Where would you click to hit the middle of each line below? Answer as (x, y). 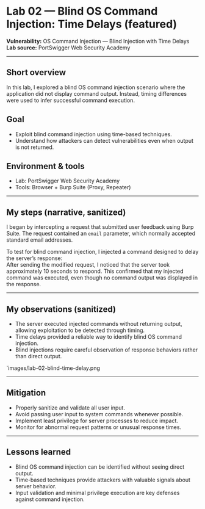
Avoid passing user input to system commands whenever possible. (99, 414)
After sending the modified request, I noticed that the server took (88, 265)
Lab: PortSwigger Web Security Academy (67, 181)
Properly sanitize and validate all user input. (70, 408)
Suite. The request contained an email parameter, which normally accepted (101, 234)
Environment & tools (45, 166)
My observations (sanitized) (61, 309)
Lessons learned (39, 452)
